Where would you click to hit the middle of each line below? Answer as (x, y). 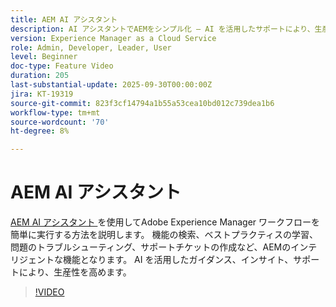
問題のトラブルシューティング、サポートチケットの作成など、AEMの (151, 247)
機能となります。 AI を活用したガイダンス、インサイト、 (178, 260)
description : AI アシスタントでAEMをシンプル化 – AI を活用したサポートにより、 (162, 29)
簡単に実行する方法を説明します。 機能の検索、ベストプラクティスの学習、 (164, 235)
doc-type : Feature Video (62, 66)
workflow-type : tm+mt (55, 112)
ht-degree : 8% (40, 131)
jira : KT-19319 (42, 94)
